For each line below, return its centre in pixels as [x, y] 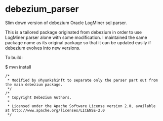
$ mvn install [18, 67]
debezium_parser [42, 9]
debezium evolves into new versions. [43, 48]
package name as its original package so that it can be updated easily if [78, 42]
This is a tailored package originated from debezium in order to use [74, 32]
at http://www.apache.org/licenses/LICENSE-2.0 [55, 110]
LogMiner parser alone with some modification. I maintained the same [76, 37]
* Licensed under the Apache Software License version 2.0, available [81, 106]
